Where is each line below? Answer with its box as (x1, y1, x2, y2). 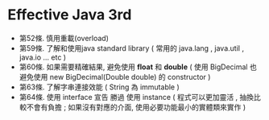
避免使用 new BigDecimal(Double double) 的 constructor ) (19, 72, 211, 81)
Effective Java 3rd (7, 6, 132, 24)
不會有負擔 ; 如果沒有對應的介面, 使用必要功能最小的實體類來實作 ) (26, 102, 246, 112)
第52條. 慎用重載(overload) (19, 33, 110, 43)
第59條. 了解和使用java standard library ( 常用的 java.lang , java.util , (19, 43, 245, 53)
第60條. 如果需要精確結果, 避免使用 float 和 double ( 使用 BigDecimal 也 (19, 62, 257, 72)
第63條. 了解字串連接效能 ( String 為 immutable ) (19, 82, 180, 92)
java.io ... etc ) (19, 52, 66, 62)
